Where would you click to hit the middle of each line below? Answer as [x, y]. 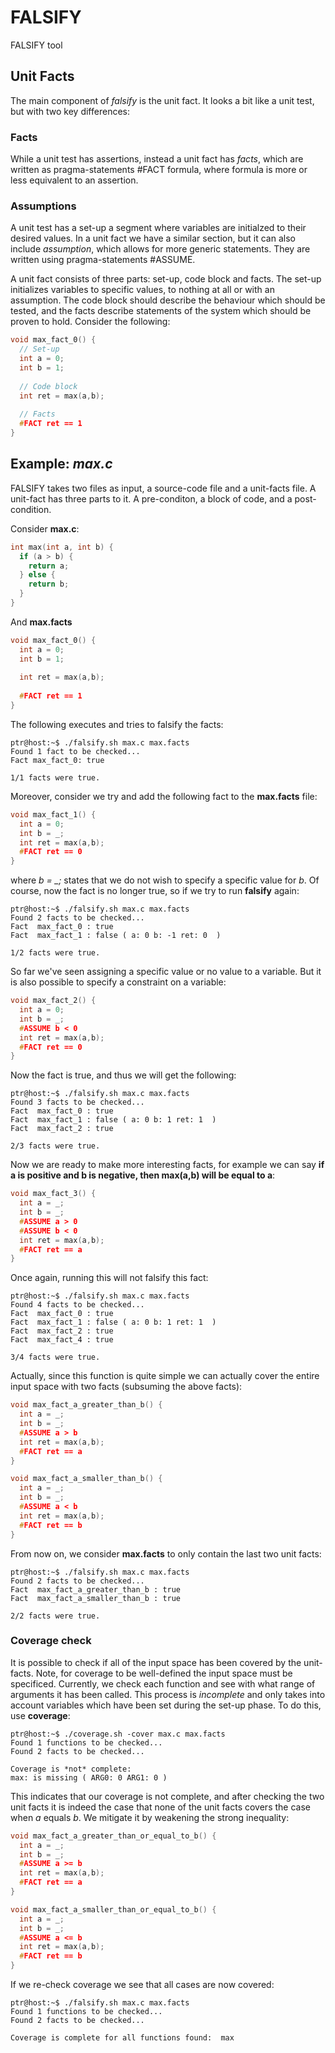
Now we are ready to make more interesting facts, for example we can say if [167, 1165]
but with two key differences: [70, 111]
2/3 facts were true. [55, 1146]
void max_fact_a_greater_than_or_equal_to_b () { [113, 1836]
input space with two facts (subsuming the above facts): [126, 1387]
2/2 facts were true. [55, 1616]
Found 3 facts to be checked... [77, 1102]
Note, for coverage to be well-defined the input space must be [164, 1673]
